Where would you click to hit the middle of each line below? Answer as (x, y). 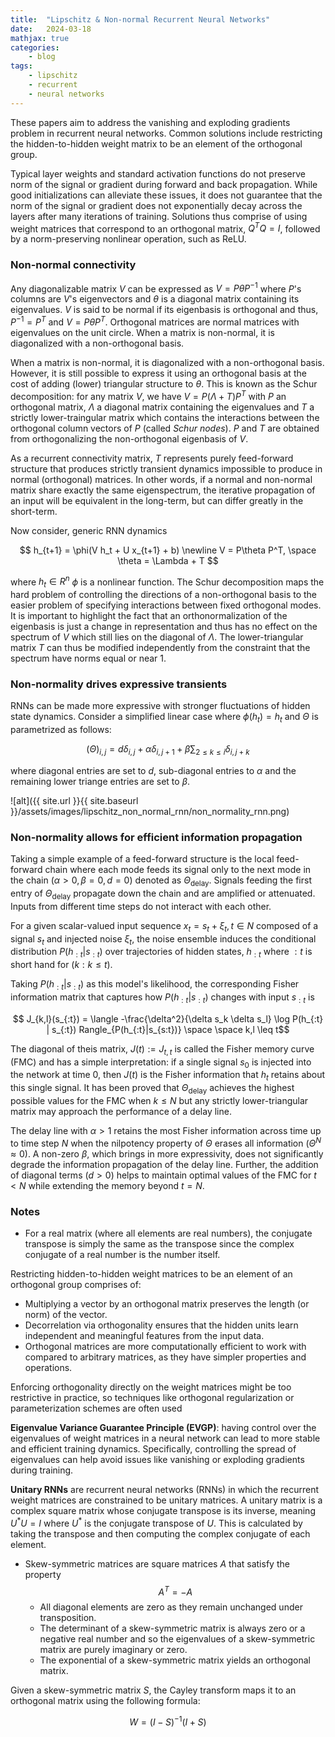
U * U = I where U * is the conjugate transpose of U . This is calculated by (156, 1522)
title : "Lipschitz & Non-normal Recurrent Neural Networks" (140, 19)
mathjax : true (40, 38)
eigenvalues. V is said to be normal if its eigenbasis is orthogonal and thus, (164, 310)
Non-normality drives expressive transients (119, 684)
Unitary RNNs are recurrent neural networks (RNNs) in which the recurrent (165, 1489)
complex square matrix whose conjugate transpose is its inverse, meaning (163, 1510)
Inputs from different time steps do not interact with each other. (141, 906)
